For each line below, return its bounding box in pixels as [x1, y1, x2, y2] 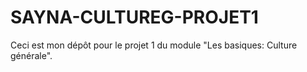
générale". [10, 49, 53, 61]
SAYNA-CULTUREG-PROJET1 [10, 6, 259, 29]
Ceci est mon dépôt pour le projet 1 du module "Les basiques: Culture [10, 39, 298, 51]
